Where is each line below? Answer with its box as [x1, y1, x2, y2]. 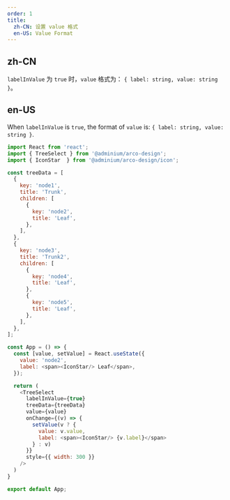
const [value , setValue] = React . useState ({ [13, 350, 145, 358]
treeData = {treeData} [25, 402, 86, 409]
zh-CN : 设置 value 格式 [13, 23, 79, 30]
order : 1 [7, 10, 33, 17]
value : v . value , [38, 427, 86, 434]
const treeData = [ [7, 169, 64, 176]
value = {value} [25, 409, 68, 416]
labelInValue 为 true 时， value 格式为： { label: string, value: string [7, 75, 218, 84]
